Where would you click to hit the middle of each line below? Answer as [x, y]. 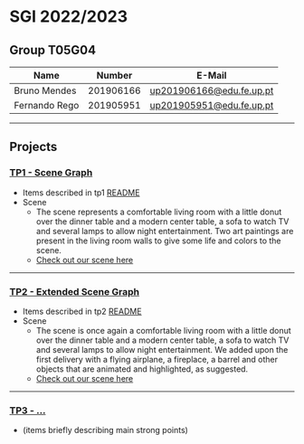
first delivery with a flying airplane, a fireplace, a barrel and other [157, 359]
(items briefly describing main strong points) [105, 430]
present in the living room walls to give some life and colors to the [159, 241]
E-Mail [212, 76]
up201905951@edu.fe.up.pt [212, 105]
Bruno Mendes [45, 90]
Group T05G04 [53, 50]
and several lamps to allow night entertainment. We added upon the [162, 349]
